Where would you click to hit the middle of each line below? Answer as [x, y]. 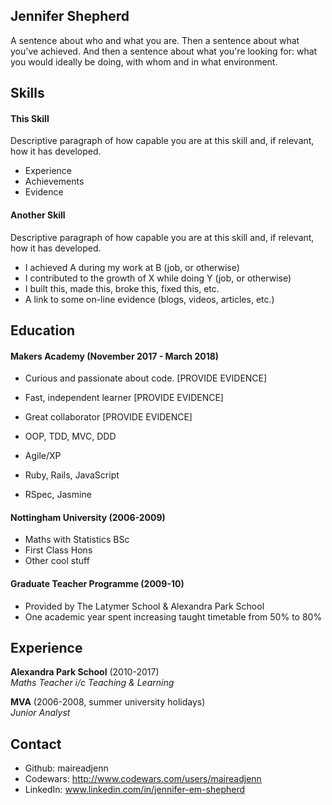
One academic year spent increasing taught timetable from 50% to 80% [173, 616]
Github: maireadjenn [66, 768]
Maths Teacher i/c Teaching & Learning [92, 683]
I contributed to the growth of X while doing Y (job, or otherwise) [158, 278]
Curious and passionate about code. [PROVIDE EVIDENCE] [146, 378]
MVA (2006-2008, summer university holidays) [108, 702]
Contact [36, 744]
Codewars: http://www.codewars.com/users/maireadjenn [143, 779]
